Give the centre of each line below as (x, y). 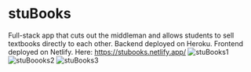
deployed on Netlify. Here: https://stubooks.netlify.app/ (97, 52)
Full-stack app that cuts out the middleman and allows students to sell (121, 35)
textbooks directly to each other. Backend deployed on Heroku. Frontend (126, 43)
